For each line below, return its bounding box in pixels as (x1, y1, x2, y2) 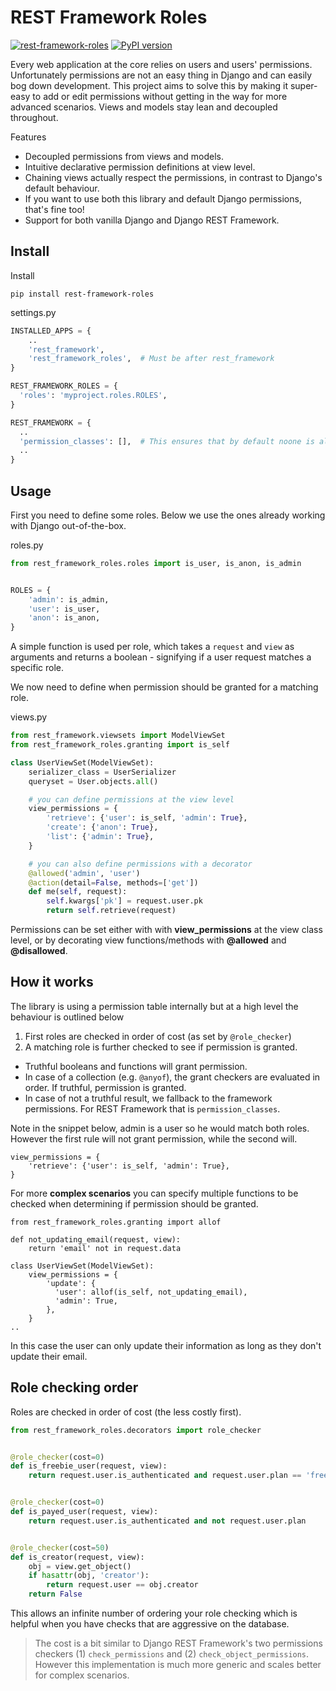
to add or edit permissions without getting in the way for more (32, 90, 288, 102)
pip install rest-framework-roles (10, 289, 155, 299)
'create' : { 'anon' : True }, (46, 822, 159, 833)
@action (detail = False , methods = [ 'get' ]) (28, 877, 199, 888)
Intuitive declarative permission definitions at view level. (24, 161, 256, 173)
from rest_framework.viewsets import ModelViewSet (10, 731, 226, 741)
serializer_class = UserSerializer (28, 767, 177, 777)
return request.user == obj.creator (46, 1580, 199, 1590)
